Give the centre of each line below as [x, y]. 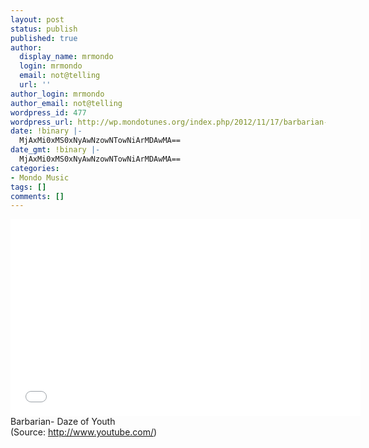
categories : [35, 168]
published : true [44, 38]
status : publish [44, 29]
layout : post [37, 19]
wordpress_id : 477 [48, 112]
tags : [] [28, 187]
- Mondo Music [40, 177]
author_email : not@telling [66, 103]
